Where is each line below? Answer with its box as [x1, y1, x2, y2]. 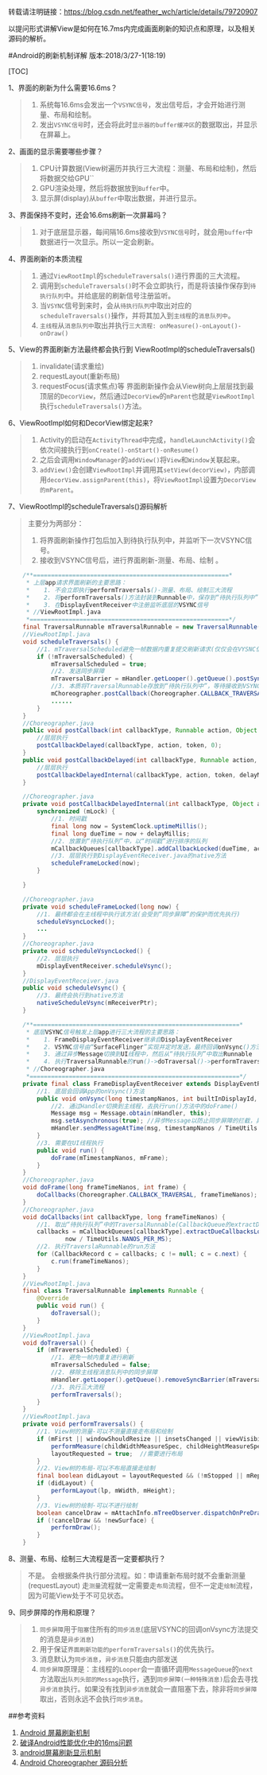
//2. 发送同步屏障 [50, 668, 105, 675]
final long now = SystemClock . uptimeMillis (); [50, 822, 208, 830]
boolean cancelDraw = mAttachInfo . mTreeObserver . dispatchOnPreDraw [37, 1508, 265, 1517]
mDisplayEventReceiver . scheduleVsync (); [37, 962, 172, 970]
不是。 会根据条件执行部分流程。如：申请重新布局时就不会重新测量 [27, 1571, 246, 1580]
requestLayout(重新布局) [39, 372, 121, 380]
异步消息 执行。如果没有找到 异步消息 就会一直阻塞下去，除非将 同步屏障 [39, 1684, 257, 1693]
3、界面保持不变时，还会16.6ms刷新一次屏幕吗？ [8, 210, 168, 220]
